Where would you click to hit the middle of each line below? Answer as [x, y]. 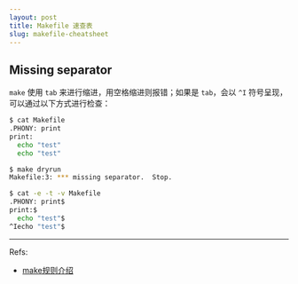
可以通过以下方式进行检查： [60, 104]
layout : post [33, 17]
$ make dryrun [35, 170]
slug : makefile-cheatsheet [59, 34]
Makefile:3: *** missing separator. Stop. [91, 177]
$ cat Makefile [37, 121]
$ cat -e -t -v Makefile [55, 193]
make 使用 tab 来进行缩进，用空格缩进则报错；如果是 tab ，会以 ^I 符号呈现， [149, 92]
